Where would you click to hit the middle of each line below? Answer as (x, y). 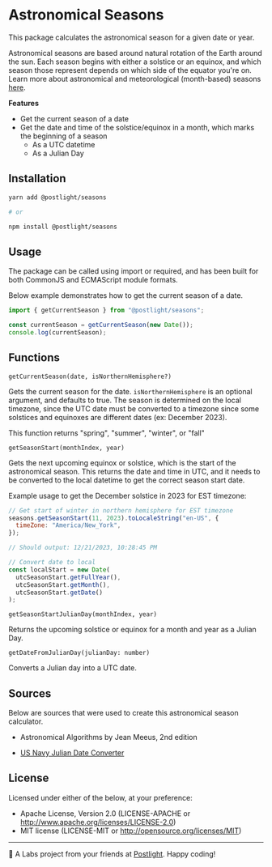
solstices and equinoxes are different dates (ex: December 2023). (118, 417)
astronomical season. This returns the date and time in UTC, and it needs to (134, 471)
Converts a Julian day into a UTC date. (73, 668)
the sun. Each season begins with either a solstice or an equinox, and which (135, 62)
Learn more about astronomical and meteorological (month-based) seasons (135, 79)
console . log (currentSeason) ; (57, 332)
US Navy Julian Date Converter (72, 753)
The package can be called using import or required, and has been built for (134, 271)
